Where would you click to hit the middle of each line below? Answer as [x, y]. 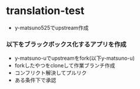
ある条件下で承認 [35, 80]
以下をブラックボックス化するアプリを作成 [66, 44]
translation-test [45, 11]
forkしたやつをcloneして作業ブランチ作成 [65, 66]
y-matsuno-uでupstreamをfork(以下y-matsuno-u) [75, 58]
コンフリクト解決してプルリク [51, 73]
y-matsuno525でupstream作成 [51, 28]
